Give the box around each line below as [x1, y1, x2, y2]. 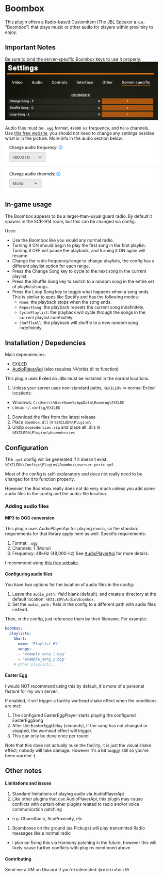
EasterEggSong [12, 717, 44, 723]
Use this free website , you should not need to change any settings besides [5, 130, 154, 136]
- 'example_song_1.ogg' [17, 651, 66, 656]
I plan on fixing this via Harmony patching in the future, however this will [12, 840, 157, 845]
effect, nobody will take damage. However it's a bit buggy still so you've [5, 747, 149, 753]
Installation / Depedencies [5, 339, 86, 347]
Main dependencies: [5, 352, 46, 357]
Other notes [5, 767, 42, 775]
